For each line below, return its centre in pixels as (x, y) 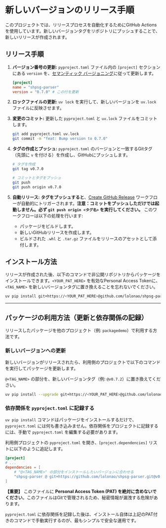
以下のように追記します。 (40, 449)
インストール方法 (31, 262)
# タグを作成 (24, 164)
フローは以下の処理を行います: (52, 216)
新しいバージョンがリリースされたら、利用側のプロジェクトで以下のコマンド (83, 362)
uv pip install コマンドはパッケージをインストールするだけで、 (71, 420)
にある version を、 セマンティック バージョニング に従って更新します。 (84, 73)
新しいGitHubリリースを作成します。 (57, 232)
